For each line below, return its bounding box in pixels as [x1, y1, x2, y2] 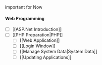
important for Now [5, 4, 43, 10]
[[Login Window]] [19, 43, 56, 49]
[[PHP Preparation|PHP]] [12, 32, 63, 38]
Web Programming [5, 15, 45, 21]
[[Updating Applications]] [19, 54, 72, 60]
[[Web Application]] [19, 37, 60, 43]
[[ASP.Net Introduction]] [12, 27, 62, 32]
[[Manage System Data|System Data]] [19, 49, 98, 55]
